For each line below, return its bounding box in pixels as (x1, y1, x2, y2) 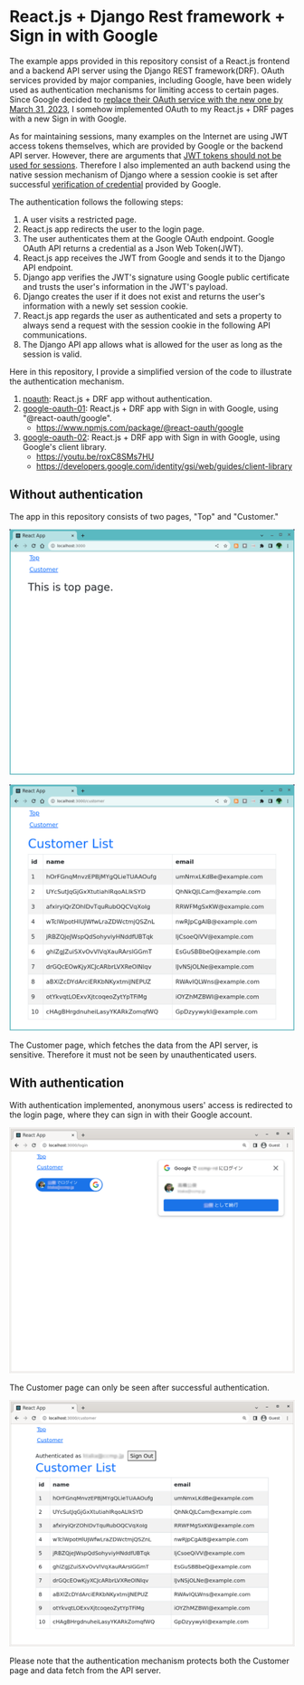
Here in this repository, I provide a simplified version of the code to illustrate (9, 366, 292, 377)
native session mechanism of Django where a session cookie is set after (9, 169, 279, 180)
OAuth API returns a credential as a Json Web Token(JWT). (22, 243, 244, 254)
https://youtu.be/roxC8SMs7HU (35, 451, 155, 462)
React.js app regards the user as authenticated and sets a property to (22, 310, 282, 321)
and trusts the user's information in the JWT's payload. (22, 281, 228, 292)
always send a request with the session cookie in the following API (22, 320, 271, 330)
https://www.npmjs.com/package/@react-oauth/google (35, 422, 244, 433)
